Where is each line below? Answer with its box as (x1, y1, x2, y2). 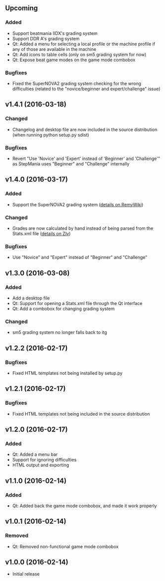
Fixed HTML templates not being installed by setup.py (12, 370, 123, 376)
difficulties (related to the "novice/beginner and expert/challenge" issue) (12, 86, 161, 92)
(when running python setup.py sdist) (12, 132, 89, 138)
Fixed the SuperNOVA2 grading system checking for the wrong (12, 80, 141, 86)
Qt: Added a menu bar (12, 451, 58, 457)
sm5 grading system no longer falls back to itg (12, 329, 108, 335)
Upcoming (5, 4, 38, 12)
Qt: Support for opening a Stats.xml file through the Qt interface (12, 300, 143, 306)
